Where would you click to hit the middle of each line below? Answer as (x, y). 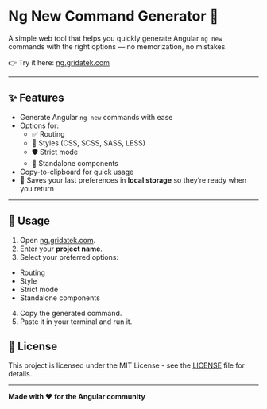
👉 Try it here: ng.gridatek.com (59, 62)
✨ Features (36, 98)
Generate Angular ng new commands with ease (96, 117)
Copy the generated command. (71, 313)
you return (37, 188)
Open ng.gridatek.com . (58, 240)
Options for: (39, 125)
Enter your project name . (61, 249)
